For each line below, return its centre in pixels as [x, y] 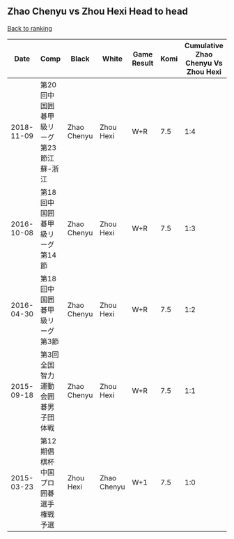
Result [143, 63]
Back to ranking [30, 28]
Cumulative [204, 45]
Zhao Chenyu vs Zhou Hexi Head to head [97, 12]
